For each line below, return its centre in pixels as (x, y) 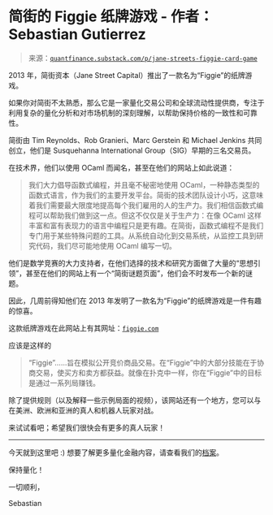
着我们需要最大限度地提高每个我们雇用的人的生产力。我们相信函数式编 (146, 205)
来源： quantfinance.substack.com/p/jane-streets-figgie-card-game (143, 58)
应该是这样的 (30, 345)
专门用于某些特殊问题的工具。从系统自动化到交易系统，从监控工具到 (142, 236)
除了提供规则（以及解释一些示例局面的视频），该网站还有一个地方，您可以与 (135, 400)
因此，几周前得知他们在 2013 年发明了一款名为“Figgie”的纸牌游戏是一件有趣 (135, 301)
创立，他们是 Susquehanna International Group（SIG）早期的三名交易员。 (132, 150)
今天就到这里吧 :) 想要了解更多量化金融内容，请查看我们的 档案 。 (116, 452)
